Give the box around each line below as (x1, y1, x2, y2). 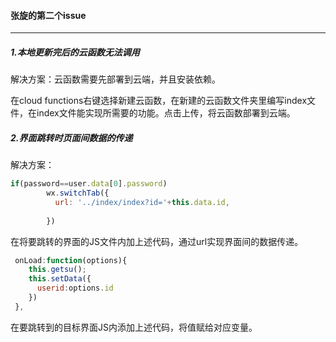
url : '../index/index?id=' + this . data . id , (54, 197, 230, 207)
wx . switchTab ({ (46, 188, 110, 199)
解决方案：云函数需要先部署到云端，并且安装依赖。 (10, 73, 221, 85)
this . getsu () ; (28, 265, 87, 275)
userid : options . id (36, 283, 114, 294)
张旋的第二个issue (10, 9, 87, 21)
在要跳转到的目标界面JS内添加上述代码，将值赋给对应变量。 (10, 321, 258, 333)
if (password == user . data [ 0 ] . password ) (10, 179, 168, 189)
